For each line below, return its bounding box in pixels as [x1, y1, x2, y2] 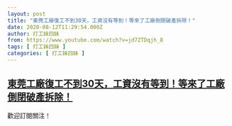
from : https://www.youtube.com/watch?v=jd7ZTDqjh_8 [7, 37, 163, 44]
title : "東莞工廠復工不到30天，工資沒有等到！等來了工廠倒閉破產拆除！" [7, 17, 196, 24]
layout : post [7, 10, 46, 18]
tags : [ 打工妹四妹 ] [7, 43, 66, 50]
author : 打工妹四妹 [7, 30, 60, 38]
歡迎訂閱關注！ [7, 111, 51, 120]
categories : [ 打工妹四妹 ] [7, 50, 85, 57]
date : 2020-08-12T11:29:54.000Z [7, 23, 103, 30]
